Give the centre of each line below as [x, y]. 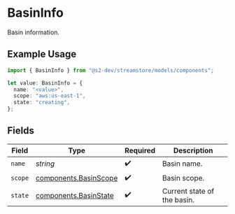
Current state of [188, 191]
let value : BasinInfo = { [45, 83]
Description [193, 150]
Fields [21, 131]
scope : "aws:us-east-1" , [50, 96]
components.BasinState [74, 195]
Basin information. [34, 32]
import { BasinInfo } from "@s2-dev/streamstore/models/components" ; [111, 70]
